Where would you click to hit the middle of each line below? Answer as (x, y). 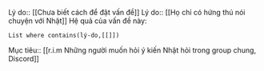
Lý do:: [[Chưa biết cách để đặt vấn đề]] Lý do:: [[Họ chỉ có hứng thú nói (127, 12)
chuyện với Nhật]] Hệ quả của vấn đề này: (78, 21)
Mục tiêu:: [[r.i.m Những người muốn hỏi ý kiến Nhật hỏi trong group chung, (132, 50)
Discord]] (24, 59)
